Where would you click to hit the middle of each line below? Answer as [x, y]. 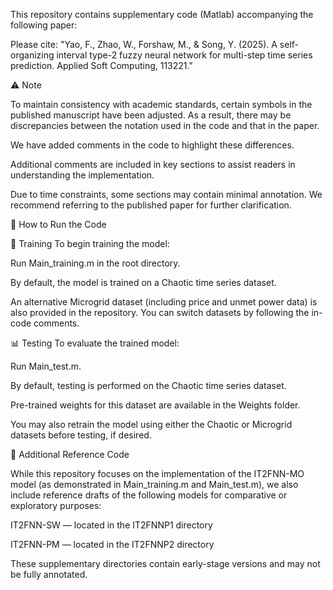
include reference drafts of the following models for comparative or [149, 495]
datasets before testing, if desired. [81, 435]
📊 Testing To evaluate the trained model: [95, 343]
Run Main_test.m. [46, 366]
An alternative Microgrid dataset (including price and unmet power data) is [164, 302]
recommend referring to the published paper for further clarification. [151, 205]
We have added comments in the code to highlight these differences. [152, 145]
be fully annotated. [49, 574]
